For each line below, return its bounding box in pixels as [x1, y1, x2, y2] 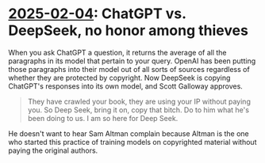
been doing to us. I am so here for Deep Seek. [27, 113, 179, 123]
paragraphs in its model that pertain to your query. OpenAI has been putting [8, 56, 256, 66]
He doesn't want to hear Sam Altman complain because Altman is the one [8, 128, 250, 138]
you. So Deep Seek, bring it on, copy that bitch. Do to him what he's [27, 104, 250, 115]
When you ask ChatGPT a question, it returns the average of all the [8, 47, 227, 57]
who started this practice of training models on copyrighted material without [8, 137, 257, 146]
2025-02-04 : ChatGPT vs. [8, 5, 186, 23]
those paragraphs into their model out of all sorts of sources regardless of [8, 64, 250, 74]
